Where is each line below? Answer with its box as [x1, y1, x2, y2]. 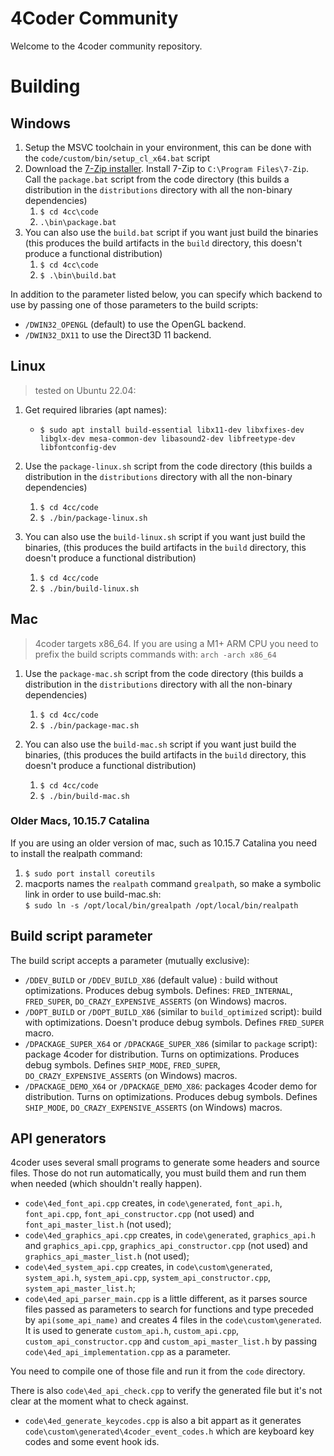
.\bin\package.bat [39, 217, 117, 227]
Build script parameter [10, 928, 153, 945]
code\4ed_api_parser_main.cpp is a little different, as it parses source [24, 1293, 308, 1305]
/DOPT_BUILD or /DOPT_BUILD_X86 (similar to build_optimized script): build [24, 1005, 323, 1017]
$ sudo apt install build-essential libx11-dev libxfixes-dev [39, 425, 305, 435]
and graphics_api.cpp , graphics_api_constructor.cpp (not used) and [24, 1240, 308, 1252]
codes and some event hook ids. [24, 1436, 160, 1448]
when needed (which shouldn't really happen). [10, 1178, 203, 1190]
